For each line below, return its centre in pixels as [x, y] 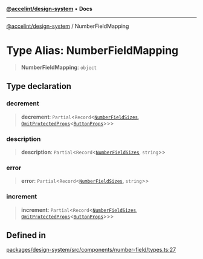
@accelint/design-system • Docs [49, 9]
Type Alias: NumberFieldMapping [92, 51]
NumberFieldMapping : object [59, 67]
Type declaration [39, 86]
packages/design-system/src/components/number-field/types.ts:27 [91, 250]
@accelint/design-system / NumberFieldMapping [68, 26]
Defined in [26, 235]
